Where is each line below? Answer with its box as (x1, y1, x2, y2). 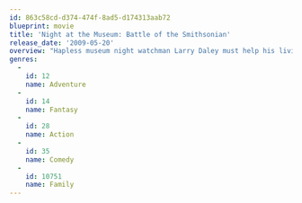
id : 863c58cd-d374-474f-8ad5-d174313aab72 (9, 13, 171, 22)
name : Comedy (25, 154, 75, 164)
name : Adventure (25, 80, 87, 89)
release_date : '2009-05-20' (9, 38, 115, 48)
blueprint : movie (9, 22, 75, 31)
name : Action (25, 130, 75, 139)
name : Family (25, 181, 75, 190)
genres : (9, 55, 39, 64)
